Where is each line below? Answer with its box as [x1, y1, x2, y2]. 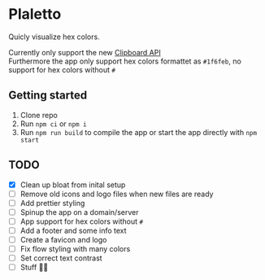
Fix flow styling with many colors [20, 244, 131, 253]
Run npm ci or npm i [20, 119, 87, 129]
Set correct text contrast [20, 253, 103, 263]
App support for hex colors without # [20, 217, 144, 226]
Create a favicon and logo [20, 234, 107, 244]
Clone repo [20, 110, 59, 120]
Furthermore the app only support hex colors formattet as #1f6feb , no [8, 56, 241, 66]
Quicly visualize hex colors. [8, 32, 100, 42]
